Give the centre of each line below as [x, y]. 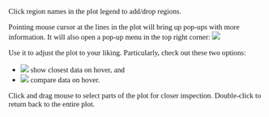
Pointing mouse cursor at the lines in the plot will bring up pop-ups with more [124, 27]
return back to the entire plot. [52, 104]
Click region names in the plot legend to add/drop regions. [95, 11]
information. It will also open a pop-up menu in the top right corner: [109, 37]
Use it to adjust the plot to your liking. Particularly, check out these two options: [127, 53]
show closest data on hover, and [78, 70]
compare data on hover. [65, 80]
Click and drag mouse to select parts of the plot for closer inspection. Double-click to [135, 96]
